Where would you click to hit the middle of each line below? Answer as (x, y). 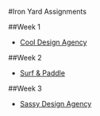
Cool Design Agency (53, 42)
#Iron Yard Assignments (48, 12)
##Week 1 (25, 27)
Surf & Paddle (42, 73)
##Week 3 (25, 88)
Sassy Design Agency (56, 104)
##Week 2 (25, 58)
